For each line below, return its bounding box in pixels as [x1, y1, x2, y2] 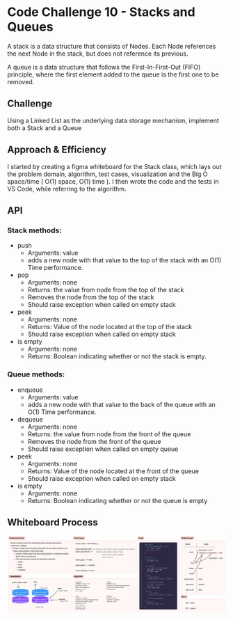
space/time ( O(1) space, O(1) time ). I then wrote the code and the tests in [7, 177, 219, 185]
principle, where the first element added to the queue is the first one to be [7, 70, 219, 79]
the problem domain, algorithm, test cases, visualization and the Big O [7, 170, 208, 178]
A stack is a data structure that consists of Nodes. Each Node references [7, 42, 216, 50]
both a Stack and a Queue [7, 123, 82, 132]
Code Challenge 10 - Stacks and [7, 4, 196, 20]
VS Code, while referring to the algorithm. [7, 184, 127, 193]
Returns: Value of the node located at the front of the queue [27, 467, 200, 475]
